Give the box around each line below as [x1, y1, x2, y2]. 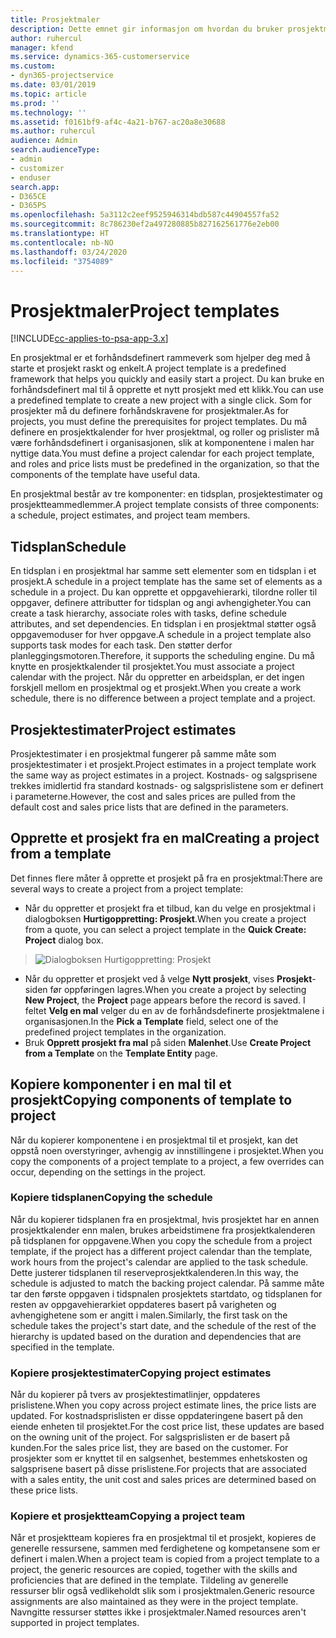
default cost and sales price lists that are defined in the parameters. [10, 801, 289, 813]
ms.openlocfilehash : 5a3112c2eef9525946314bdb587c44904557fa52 [10, 210, 280, 220]
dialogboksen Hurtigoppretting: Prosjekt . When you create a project [24, 912, 307, 925]
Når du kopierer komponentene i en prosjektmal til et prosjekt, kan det [10, 1134, 298, 1146]
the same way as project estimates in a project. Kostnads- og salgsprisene [10, 769, 318, 781]
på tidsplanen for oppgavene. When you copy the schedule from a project [10, 1234, 313, 1246]
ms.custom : [10, 61, 56, 71]
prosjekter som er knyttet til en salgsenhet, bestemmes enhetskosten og [10, 1452, 308, 1465]
